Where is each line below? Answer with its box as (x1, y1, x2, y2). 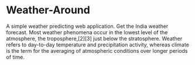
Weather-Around (6, 3, 91, 17)
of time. (6, 53, 25, 60)
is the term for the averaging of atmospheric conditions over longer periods (6, 47, 188, 54)
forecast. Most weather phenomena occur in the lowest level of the (6, 28, 168, 35)
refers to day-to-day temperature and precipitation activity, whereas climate (6, 41, 189, 48)
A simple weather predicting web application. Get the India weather (6, 23, 169, 30)
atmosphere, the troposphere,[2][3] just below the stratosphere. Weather (6, 35, 183, 42)
